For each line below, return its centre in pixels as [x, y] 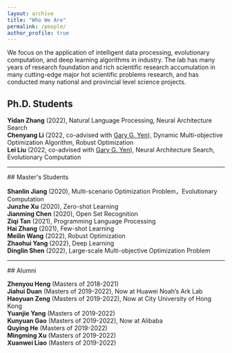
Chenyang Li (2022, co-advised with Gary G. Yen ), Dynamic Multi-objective [115, 135]
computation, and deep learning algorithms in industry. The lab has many [111, 60]
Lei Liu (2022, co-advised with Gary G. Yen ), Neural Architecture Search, [111, 150]
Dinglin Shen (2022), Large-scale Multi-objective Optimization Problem [109, 251]
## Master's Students [38, 177]
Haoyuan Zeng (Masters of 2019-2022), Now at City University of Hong [109, 299]
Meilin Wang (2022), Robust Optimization [66, 236]
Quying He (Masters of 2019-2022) [58, 328]
